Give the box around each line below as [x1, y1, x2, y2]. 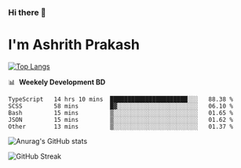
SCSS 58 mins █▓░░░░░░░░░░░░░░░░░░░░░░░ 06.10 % [8, 102, 234, 110]
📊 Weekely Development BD [8, 77, 106, 87]
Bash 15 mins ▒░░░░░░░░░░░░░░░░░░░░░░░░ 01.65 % [8, 109, 234, 116]
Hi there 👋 [8, 7, 47, 18]
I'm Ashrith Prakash [8, 36, 140, 54]
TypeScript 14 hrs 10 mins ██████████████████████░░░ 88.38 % [8, 95, 234, 103]
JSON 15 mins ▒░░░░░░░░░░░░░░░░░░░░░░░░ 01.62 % [8, 116, 234, 123]
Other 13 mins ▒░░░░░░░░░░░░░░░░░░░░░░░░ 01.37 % [8, 123, 234, 130]
